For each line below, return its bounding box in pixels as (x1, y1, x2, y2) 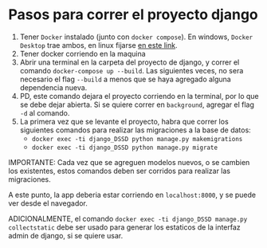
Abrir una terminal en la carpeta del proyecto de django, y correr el (19, 57, 240, 67)
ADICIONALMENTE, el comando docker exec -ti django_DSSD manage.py (8, 214, 248, 223)
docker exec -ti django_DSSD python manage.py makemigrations (31, 135, 243, 143)
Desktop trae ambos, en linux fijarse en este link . (19, 40, 178, 49)
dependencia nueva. (19, 82, 88, 93)
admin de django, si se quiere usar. (8, 230, 124, 240)
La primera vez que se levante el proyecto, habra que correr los (19, 116, 229, 126)
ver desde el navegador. (8, 198, 88, 208)
